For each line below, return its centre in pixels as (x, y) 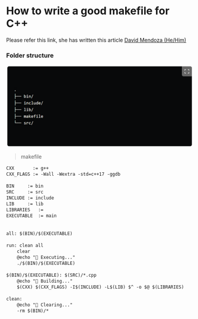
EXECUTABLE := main (32, 216)
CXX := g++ (28, 168)
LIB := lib (25, 204)
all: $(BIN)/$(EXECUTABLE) (39, 234)
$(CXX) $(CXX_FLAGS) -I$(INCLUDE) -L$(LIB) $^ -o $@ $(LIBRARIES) (100, 287)
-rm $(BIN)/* (33, 311)
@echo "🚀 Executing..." (46, 258)
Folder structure (30, 55)
